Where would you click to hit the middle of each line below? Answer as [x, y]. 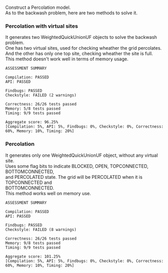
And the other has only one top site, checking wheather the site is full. [79, 54]
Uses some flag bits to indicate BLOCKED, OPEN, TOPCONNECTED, [77, 166]
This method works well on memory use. [48, 193]
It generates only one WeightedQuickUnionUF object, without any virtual [82, 155]
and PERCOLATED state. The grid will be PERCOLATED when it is [74, 177]
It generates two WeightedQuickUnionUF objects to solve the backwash [81, 37]
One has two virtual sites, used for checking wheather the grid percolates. [83, 48]
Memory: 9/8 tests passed [33, 243]
